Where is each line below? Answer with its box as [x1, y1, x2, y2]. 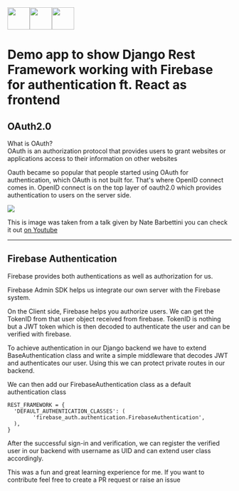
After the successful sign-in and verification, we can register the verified [7, 438, 221, 448]
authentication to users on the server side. [7, 191, 132, 199]
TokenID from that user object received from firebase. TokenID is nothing [7, 314, 222, 323]
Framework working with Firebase [7, 62, 213, 78]
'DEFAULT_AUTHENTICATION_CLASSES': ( [14, 408, 126, 415]
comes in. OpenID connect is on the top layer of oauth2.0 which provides [7, 183, 222, 192]
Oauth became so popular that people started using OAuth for [7, 168, 188, 177]
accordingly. [7, 454, 44, 462]
